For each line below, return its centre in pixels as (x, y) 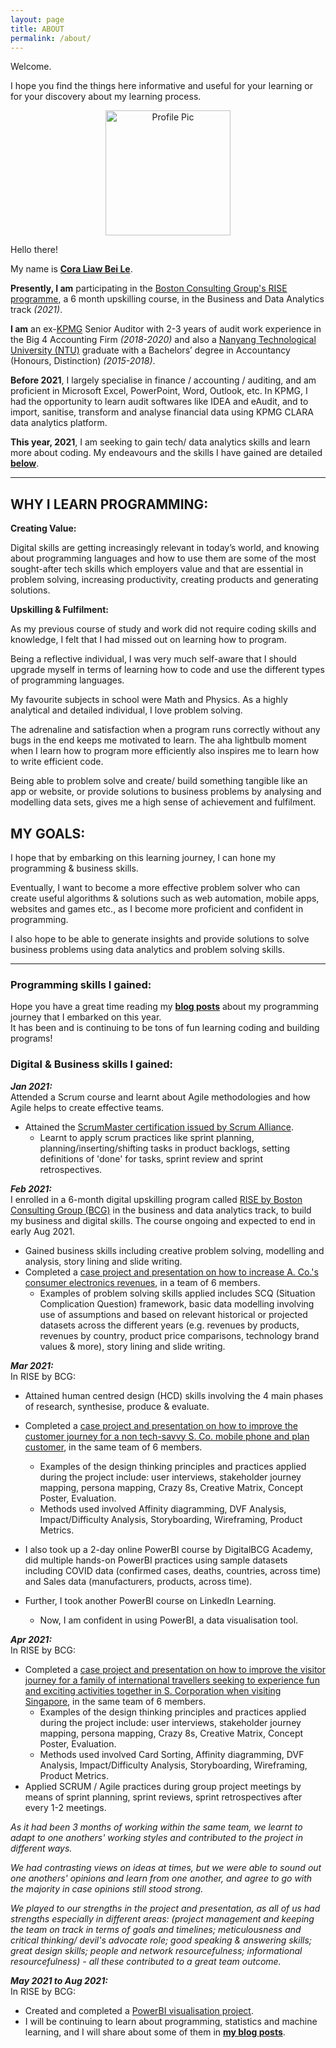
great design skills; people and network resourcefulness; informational (156, 1950)
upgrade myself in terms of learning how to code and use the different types (167, 670)
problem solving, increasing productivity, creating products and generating (164, 580)
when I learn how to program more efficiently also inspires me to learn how (165, 751)
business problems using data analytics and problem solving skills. (147, 949)
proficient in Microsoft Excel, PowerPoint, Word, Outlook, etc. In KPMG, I (159, 391)
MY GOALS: (48, 833)
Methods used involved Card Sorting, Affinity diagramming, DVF (172, 1754)
